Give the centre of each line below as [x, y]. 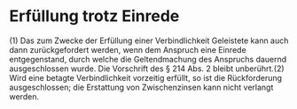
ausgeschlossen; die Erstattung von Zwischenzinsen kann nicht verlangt [141, 87]
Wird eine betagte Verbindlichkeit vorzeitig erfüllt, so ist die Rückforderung [145, 77]
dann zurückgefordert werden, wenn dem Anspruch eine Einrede [128, 49]
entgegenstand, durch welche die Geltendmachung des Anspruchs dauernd [148, 59]
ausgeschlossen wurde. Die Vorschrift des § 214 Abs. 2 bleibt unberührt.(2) [147, 69]
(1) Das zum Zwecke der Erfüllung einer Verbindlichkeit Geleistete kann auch [149, 40]
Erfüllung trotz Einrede [94, 16]
